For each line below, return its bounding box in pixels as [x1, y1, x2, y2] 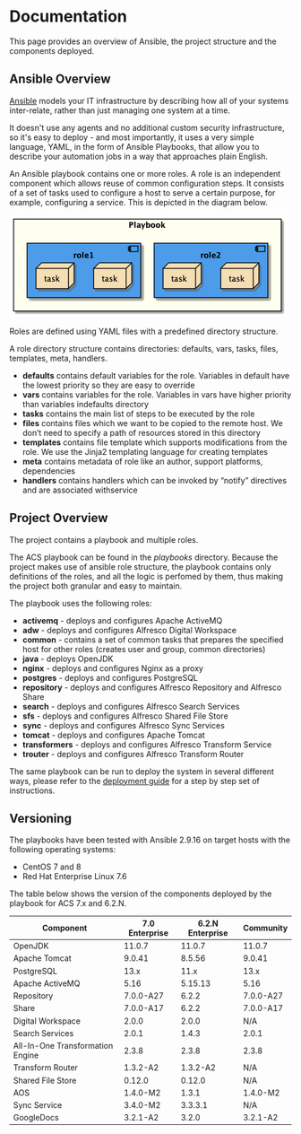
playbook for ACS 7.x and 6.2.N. [9, 898, 127, 909]
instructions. [9, 785, 56, 796]
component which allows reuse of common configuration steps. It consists [9, 178, 285, 188]
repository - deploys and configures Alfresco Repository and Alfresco [21, 682, 282, 693]
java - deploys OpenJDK [21, 653, 114, 664]
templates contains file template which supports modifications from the [21, 437, 288, 448]
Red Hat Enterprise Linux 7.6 [21, 871, 127, 882]
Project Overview [9, 510, 108, 526]
